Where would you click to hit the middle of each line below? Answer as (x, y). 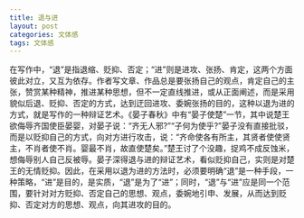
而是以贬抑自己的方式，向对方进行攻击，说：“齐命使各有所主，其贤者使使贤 (150, 137)
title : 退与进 (34, 18)
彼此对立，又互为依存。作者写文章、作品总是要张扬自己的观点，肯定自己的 (148, 81)
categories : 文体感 (44, 34)
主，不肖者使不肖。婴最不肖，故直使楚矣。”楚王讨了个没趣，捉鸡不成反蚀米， (152, 149)
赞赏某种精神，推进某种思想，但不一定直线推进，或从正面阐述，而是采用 (160, 92)
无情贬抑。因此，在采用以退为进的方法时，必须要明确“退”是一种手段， (156, 171)
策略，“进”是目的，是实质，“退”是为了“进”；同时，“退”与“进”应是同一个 (149, 182)
